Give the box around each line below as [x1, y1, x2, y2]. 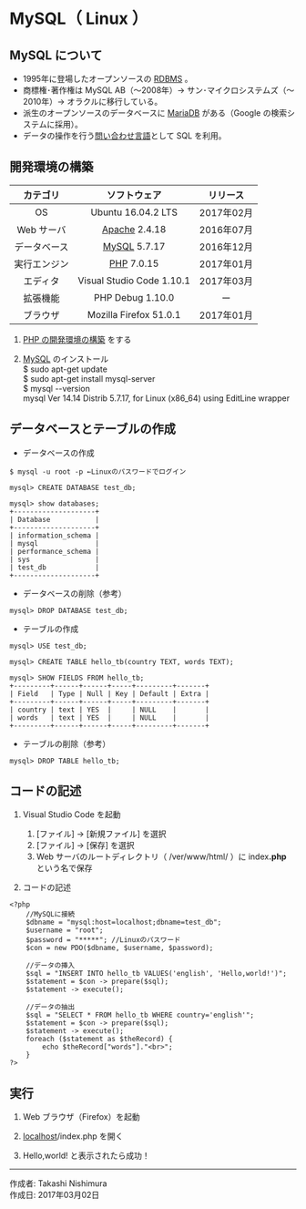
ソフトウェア [106, 189, 162, 201]
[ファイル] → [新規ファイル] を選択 [36, 828, 167, 839]
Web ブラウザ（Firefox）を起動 [22, 1112, 140, 1122]
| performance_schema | [9, 547, 100, 556]
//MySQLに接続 [25, 910, 76, 919]
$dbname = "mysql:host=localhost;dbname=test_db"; [25, 917, 222, 927]
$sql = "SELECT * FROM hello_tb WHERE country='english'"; [25, 1010, 255, 1020]
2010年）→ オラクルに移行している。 [22, 97, 163, 107]
